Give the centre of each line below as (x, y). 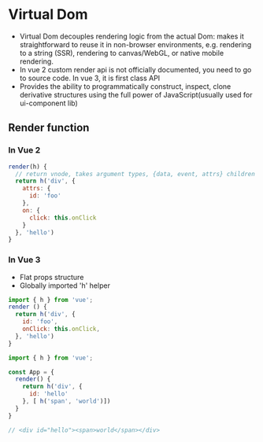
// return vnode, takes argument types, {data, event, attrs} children (135, 174)
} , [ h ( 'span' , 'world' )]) (67, 401)
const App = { (31, 372)
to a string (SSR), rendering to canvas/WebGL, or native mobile (122, 53)
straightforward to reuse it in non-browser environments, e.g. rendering (135, 44)
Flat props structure (52, 277)
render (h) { (28, 167)
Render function (49, 128)
